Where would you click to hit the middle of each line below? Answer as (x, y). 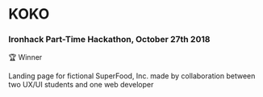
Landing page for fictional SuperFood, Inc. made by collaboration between (132, 76)
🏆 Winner (25, 57)
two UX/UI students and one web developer (81, 85)
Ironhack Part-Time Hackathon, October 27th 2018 (109, 40)
